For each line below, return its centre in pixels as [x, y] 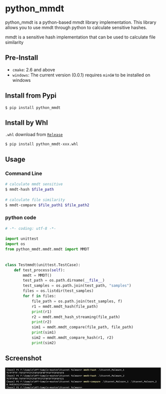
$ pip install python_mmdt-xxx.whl [42, 144]
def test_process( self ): [40, 270]
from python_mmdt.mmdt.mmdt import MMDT [47, 250]
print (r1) [41, 312]
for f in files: [40, 296]
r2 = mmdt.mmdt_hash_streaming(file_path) [76, 317]
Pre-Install [22, 58]
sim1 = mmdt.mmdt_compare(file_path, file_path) [83, 327]
